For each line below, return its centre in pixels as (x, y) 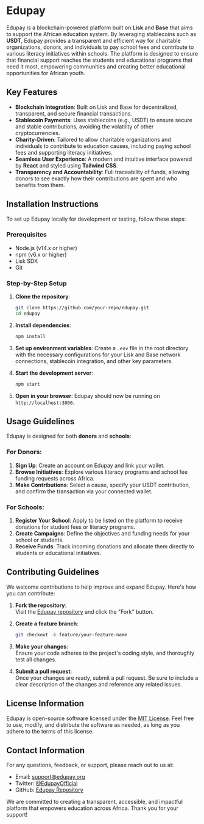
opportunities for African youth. (46, 73)
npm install (30, 336)
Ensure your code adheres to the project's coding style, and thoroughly (105, 653)
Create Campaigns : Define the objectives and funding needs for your (102, 534)
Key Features (32, 92)
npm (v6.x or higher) (41, 254)
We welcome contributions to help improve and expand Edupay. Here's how (101, 587)
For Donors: (24, 452)
